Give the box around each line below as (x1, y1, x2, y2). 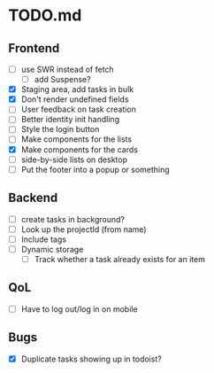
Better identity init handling (20, 114, 120, 125)
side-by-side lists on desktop (20, 154, 128, 165)
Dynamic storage (20, 244, 84, 254)
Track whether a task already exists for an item (34, 253, 205, 264)
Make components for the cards (20, 144, 139, 155)
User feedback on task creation (20, 104, 136, 115)
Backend (8, 190, 58, 206)
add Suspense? (34, 74, 91, 85)
